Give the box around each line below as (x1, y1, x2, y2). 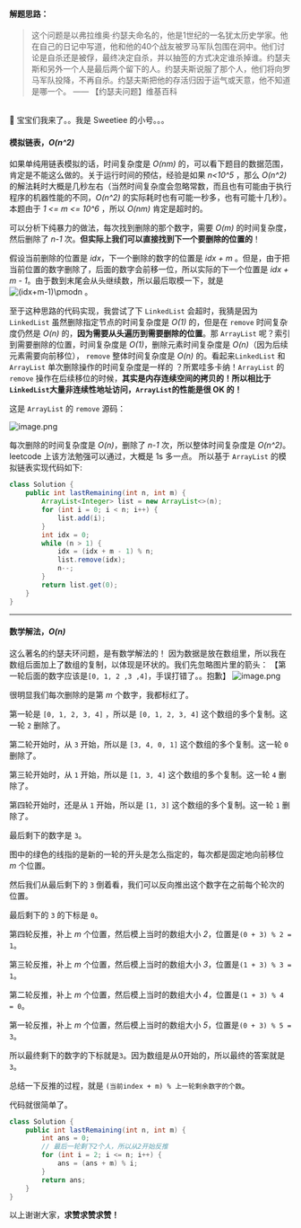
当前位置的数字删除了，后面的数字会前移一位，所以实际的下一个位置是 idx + (9, 264, 289, 275)
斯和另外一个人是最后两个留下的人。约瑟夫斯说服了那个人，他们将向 (30, 64, 283, 75)
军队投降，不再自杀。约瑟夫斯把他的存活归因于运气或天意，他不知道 (39, 75, 291, 85)
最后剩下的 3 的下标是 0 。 (9, 909, 103, 920)
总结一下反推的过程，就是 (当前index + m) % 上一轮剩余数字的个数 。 (9, 1080, 250, 1091)
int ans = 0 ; (41, 1134, 90, 1143)
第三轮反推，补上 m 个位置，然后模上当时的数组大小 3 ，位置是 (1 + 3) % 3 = (9, 959, 292, 969)
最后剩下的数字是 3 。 (9, 829, 87, 840)
